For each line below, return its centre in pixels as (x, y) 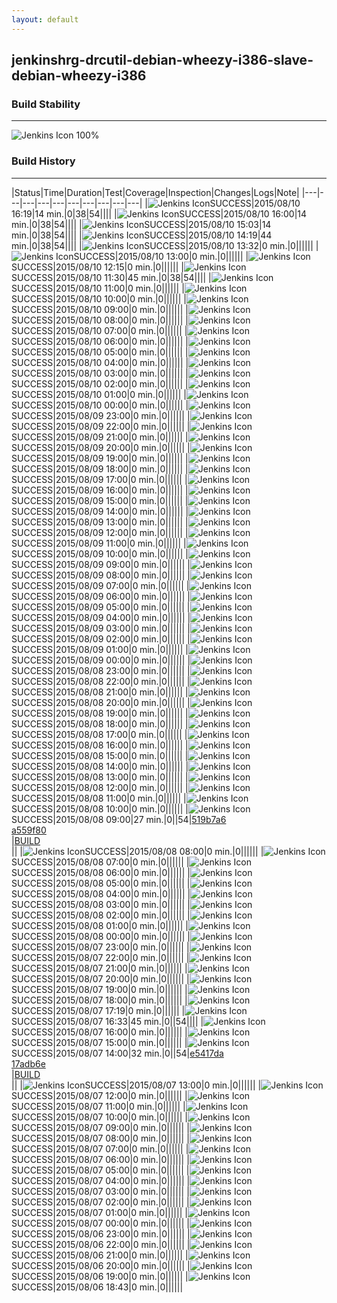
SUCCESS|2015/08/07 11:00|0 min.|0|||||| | (98, 1106)
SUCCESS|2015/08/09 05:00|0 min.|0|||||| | (101, 607)
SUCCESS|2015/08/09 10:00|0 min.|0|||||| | (100, 553)
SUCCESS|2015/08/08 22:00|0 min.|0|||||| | (101, 681)
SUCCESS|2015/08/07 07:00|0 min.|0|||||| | (100, 1148)
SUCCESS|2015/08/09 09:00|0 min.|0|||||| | (101, 564)
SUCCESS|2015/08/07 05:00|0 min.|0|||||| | (100, 1170)
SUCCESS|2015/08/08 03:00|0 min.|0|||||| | (101, 904)
